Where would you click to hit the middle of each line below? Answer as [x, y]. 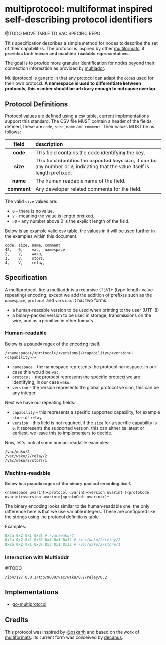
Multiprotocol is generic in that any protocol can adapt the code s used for [80, 78]
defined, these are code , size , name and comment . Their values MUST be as [80, 126]
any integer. [24, 393]
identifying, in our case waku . [41, 382]
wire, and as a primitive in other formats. [53, 320]
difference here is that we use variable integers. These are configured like [80, 512]
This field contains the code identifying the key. [90, 152]
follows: [13, 132]
